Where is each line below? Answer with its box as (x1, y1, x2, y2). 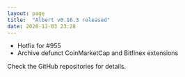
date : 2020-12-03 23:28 (7, 23, 77, 30)
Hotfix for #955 (17, 42, 61, 50)
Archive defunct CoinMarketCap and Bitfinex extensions (17, 49, 179, 57)
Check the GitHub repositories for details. (7, 63, 127, 71)
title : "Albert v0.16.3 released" (7, 16, 111, 23)
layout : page (7, 10, 45, 17)
